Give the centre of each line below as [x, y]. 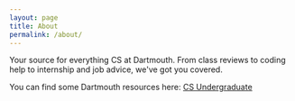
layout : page [34, 18]
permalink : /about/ [46, 34]
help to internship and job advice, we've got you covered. [116, 69]
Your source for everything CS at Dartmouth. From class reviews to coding [147, 60]
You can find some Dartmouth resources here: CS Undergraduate [131, 87]
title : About [34, 26]
